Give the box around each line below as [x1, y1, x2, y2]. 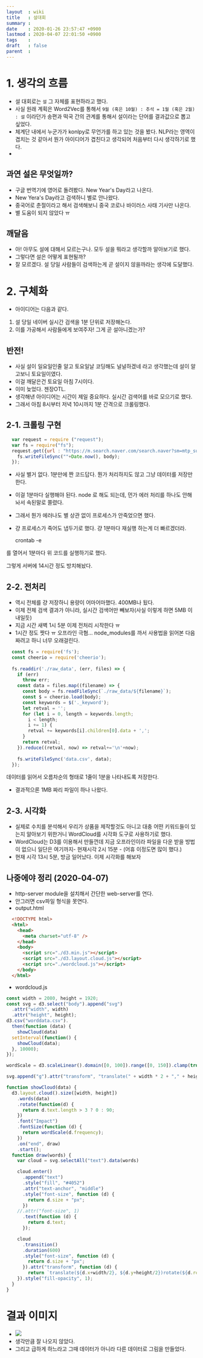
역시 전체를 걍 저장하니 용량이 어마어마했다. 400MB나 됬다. [14, 599, 155, 607]
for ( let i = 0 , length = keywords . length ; [22, 711, 134, 717]
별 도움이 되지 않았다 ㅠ [14, 209, 71, 216]
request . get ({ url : [11, 448, 61, 454]
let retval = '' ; [22, 705, 66, 711]
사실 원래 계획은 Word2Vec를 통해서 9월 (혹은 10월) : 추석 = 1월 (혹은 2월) [14, 105, 195, 112]
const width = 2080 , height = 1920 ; [6, 995, 98, 1001]
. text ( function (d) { [22, 1214, 77, 1220]
